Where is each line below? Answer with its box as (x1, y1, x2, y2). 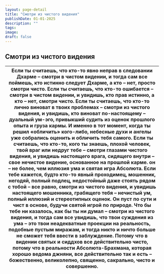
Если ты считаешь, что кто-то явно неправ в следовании (11, 67, 153, 74)
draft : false (5, 35, 32, 40)
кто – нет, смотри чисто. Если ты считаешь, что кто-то (14, 97, 150, 104)
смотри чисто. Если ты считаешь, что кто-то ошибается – (10, 85, 154, 92)
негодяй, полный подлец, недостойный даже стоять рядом (8, 177, 156, 184)
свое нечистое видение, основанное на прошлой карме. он (8, 159, 156, 165)
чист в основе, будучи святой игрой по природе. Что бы (13, 202, 151, 208)
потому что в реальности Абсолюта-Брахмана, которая (12, 244, 152, 251)
